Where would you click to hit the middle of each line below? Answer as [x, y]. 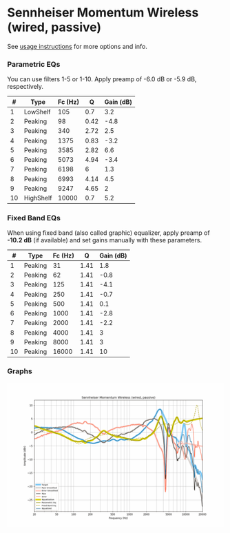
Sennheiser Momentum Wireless [103, 13]
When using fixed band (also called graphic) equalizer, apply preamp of [108, 233]
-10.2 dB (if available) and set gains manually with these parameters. [104, 240]
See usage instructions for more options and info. [77, 46]
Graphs [20, 371]
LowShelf [37, 112]
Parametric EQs [34, 64]
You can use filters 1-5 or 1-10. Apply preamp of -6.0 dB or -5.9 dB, [102, 79]
